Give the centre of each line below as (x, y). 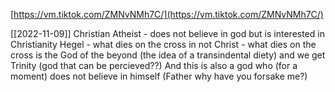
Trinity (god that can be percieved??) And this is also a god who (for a (154, 65)
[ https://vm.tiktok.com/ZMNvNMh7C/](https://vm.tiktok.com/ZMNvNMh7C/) (167, 14)
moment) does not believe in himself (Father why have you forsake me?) (159, 76)
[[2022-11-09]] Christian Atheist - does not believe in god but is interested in (167, 33)
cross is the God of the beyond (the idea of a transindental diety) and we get (168, 55)
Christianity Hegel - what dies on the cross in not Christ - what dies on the (163, 44)
